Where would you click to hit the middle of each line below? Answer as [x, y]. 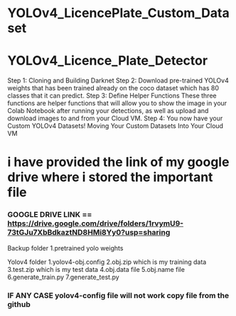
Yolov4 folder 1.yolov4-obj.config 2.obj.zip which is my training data [107, 262]
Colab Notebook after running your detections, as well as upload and [108, 111]
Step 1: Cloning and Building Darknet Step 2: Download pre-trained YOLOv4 [118, 80]
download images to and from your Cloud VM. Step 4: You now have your [115, 118]
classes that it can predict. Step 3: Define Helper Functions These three [112, 96]
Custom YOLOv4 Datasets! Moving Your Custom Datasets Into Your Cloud [116, 126]
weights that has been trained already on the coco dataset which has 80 [113, 88]
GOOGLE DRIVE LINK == [50, 215]
